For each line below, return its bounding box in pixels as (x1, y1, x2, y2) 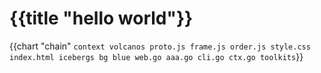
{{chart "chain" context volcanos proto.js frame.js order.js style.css (9, 40, 311, 52)
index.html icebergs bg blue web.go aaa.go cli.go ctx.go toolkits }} (9, 50, 304, 62)
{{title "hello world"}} (9, 7, 194, 30)
